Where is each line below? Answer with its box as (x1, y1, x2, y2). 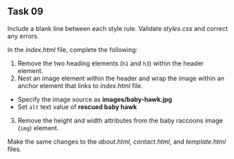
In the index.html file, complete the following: (7, 45, 138, 53)
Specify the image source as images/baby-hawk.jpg (17, 95, 173, 103)
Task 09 (7, 6, 44, 18)
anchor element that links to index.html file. (17, 81, 143, 90)
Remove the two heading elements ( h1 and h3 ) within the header (17, 59, 204, 68)
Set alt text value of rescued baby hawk (17, 102, 137, 111)
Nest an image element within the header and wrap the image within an (17, 74, 225, 82)
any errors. (7, 32, 39, 40)
